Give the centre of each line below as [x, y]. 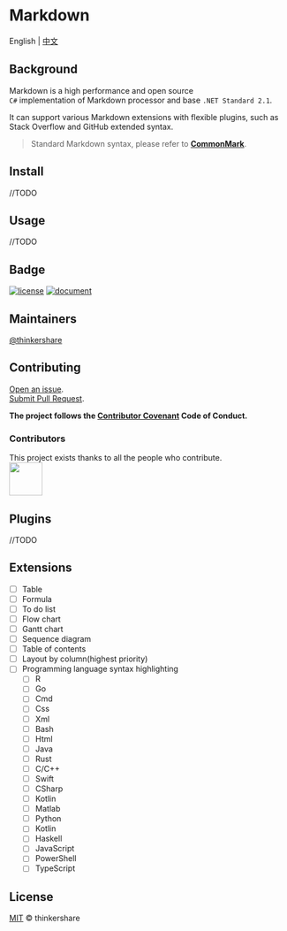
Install [26, 172]
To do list [38, 609]
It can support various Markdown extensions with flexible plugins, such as [144, 117]
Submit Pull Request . [47, 398]
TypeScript [55, 868]
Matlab [48, 809]
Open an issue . [37, 389]
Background [43, 69]
